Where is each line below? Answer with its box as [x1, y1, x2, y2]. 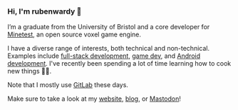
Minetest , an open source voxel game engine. [7, 30, 141, 39]
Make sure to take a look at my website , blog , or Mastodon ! [7, 94, 182, 103]
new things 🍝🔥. [7, 67, 52, 76]
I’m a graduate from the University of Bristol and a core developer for [7, 23, 210, 31]
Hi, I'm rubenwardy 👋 [7, 6, 82, 16]
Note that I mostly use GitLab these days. [7, 81, 128, 89]
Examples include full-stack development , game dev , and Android [7, 51, 201, 60]
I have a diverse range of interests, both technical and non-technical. [7, 44, 210, 53]
